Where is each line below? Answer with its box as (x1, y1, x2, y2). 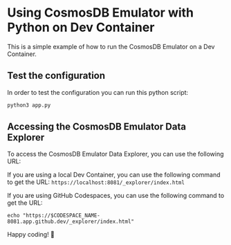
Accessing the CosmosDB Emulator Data (7, 121, 187, 133)
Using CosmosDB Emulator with (7, 5, 194, 21)
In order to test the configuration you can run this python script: (7, 88, 189, 96)
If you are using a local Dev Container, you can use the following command (7, 171, 221, 179)
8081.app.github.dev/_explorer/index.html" (7, 218, 135, 226)
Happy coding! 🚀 (7, 230, 55, 239)
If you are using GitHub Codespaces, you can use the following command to (7, 192, 225, 200)
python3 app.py (7, 102, 51, 109)
